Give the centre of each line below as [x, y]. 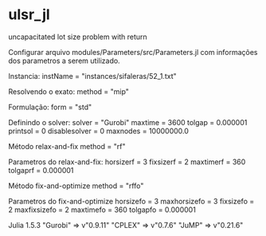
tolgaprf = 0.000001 [41, 170]
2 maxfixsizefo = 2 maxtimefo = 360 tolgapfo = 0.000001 [102, 210]
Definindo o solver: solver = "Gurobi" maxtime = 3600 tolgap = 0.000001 [128, 122]
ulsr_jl [29, 15]
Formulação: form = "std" [50, 107]
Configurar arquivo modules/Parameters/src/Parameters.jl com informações [133, 52]
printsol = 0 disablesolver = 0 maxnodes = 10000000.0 [99, 131]
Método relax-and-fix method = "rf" [67, 146]
